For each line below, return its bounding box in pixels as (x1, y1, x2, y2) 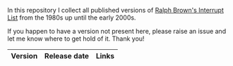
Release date (44, 51, 90, 60)
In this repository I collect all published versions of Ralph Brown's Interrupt (7, 6, 225, 14)
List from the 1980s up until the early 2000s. (7, 13, 136, 22)
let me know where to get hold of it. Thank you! (7, 34, 145, 43)
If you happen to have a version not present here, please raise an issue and (7, 27, 227, 35)
